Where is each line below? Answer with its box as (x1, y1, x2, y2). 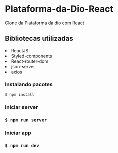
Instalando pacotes (5, 81, 53, 88)
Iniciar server (5, 103, 38, 110)
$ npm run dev (5, 143, 39, 148)
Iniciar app (5, 129, 31, 136)
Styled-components (11, 53, 52, 59)
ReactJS (11, 47, 29, 53)
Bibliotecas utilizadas (5, 34, 73, 43)
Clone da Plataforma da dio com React (5, 20, 84, 26)
